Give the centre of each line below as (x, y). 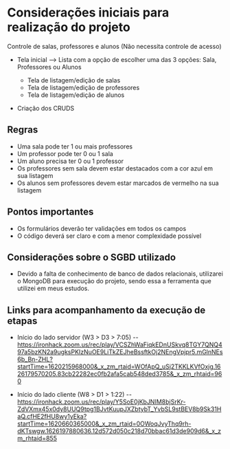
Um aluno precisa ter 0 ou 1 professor (70, 161)
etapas (22, 321)
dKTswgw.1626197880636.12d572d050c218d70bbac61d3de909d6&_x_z (119, 431)
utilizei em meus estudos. (53, 288)
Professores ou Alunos (49, 67)
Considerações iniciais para (88, 13)
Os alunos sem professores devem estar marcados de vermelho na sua (118, 183)
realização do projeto (69, 27)
